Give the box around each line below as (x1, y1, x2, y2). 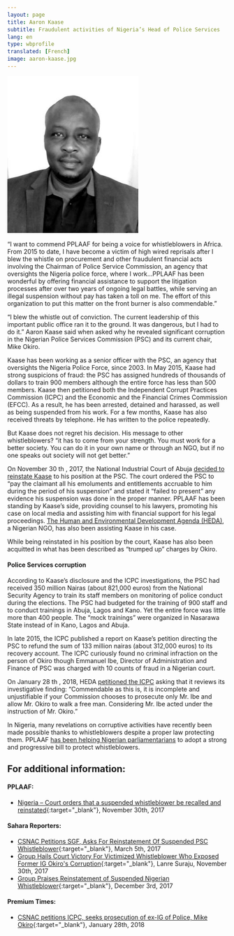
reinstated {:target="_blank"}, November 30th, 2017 (17, 805, 165, 814)
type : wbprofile (7, 40, 54, 48)
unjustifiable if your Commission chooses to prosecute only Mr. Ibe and (7, 692, 212, 701)
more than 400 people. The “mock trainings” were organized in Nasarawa (7, 614, 220, 622)
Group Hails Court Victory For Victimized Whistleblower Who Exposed (17, 852, 219, 860)
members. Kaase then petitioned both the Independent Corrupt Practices (7, 385, 218, 394)
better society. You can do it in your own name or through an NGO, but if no (7, 443, 225, 452)
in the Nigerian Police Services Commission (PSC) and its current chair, (7, 335, 212, 343)
